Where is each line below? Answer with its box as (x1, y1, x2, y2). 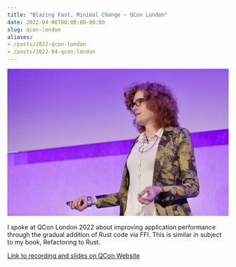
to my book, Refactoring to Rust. (7, 238, 100, 247)
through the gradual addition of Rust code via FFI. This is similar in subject (7, 231, 222, 239)
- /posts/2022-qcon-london (7, 41, 86, 48)
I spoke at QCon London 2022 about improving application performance (7, 223, 216, 231)
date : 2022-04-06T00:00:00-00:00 (7, 18, 105, 26)
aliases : (7, 34, 33, 41)
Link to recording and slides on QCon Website (7, 252, 140, 260)
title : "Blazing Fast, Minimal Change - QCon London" (7, 11, 169, 18)
